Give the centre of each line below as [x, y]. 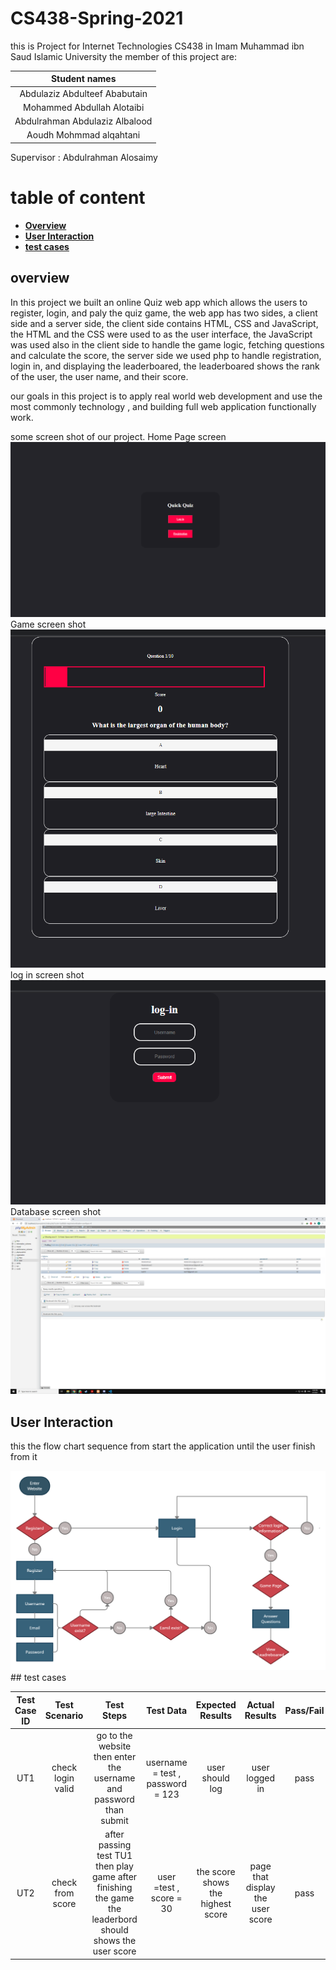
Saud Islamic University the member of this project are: [124, 56]
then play [114, 1866]
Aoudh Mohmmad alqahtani [83, 135]
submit [114, 1821]
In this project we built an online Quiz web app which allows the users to [159, 302]
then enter [115, 1757]
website [115, 1746]
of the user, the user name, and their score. [99, 376]
